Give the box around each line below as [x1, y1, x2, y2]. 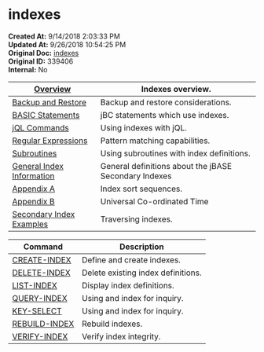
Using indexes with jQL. [100, 122, 187, 133]
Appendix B [12, 196, 55, 207]
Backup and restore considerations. [100, 97, 232, 108]
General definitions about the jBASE [100, 160, 233, 171]
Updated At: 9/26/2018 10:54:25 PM [8, 39, 126, 49]
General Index [12, 160, 64, 171]
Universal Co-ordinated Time [100, 196, 209, 207]
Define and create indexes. [81, 254, 181, 265]
